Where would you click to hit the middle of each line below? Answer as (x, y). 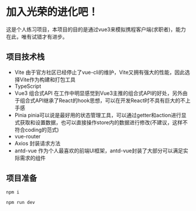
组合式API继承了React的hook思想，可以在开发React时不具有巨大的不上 (105, 100)
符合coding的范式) (37, 130)
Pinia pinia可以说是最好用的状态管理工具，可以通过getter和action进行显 (100, 115)
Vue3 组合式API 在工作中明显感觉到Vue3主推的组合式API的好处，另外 (98, 93)
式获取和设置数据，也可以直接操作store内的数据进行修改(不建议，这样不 (101, 122)
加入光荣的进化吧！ (52, 12)
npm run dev (20, 203)
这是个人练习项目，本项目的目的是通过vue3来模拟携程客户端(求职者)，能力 (96, 29)
